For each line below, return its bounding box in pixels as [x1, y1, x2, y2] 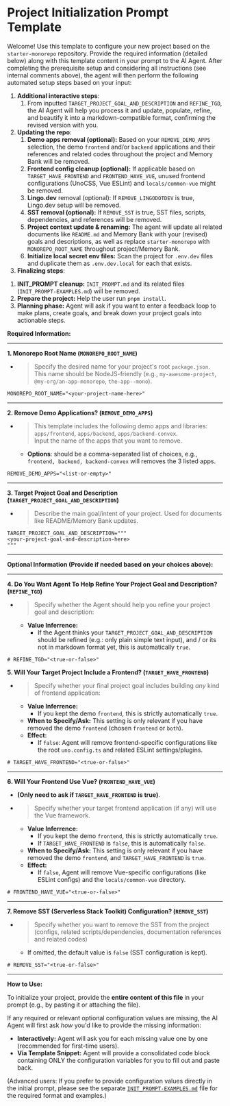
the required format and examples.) [7, 1091, 107, 1099]
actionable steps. [16, 316, 66, 324]
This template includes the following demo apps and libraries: [34, 421, 208, 430]
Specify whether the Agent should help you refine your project [34, 600, 211, 609]
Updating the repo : [16, 128, 72, 136]
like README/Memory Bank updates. [34, 516, 139, 525]
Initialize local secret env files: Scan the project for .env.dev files [27, 251, 214, 260]
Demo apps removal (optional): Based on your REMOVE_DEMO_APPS [27, 135, 211, 143]
